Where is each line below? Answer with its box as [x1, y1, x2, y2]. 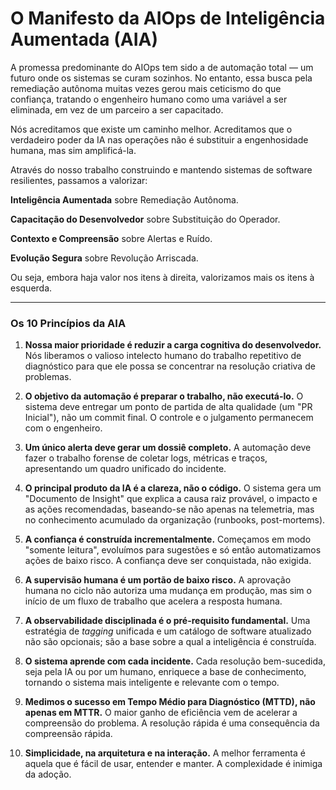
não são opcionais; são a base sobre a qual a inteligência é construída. [24, 636, 317, 648]
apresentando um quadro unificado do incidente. [24, 463, 227, 475]
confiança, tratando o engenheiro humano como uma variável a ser [10, 93, 288, 105]
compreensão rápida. [24, 728, 113, 740]
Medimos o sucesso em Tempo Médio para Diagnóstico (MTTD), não [24, 696, 316, 708]
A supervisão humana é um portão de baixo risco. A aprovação [24, 574, 292, 586]
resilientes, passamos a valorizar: [10, 174, 148, 186]
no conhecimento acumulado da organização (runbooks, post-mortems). [24, 514, 326, 526]
